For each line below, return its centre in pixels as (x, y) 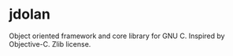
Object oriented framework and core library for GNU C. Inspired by (117, 36)
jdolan (30, 14)
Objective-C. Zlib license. (50, 44)
